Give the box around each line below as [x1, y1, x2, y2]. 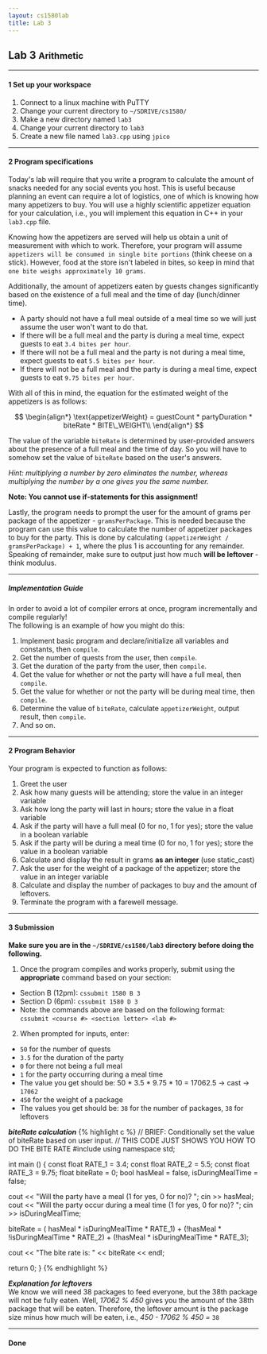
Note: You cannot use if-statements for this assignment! [8, 492, 199, 501]
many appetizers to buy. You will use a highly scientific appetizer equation [8, 199, 251, 209]
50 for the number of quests [19, 1044, 111, 1054]
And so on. [19, 720, 56, 729]
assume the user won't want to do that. [19, 322, 149, 331]
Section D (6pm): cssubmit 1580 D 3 [19, 996, 138, 1006]
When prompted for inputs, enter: [19, 1029, 130, 1039]
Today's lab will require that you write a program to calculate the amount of [8, 174, 254, 184]
